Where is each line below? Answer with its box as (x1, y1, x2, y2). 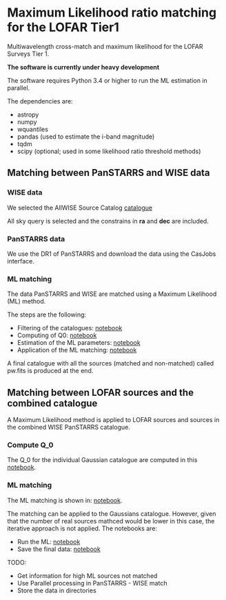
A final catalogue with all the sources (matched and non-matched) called (7, 359, 214, 368)
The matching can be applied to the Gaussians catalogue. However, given (7, 509, 216, 518)
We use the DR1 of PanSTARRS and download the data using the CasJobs (7, 250, 216, 258)
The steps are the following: (7, 310, 87, 319)
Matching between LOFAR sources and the (7, 386, 194, 398)
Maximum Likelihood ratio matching (7, 5, 217, 21)
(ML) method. (7, 297, 46, 306)
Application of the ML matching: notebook (17, 346, 137, 354)
